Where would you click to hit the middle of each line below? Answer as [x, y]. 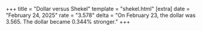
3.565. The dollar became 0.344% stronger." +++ [68, 22]
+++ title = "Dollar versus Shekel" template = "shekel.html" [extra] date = [98, 9]
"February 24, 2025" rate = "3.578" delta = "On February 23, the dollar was [101, 15]
